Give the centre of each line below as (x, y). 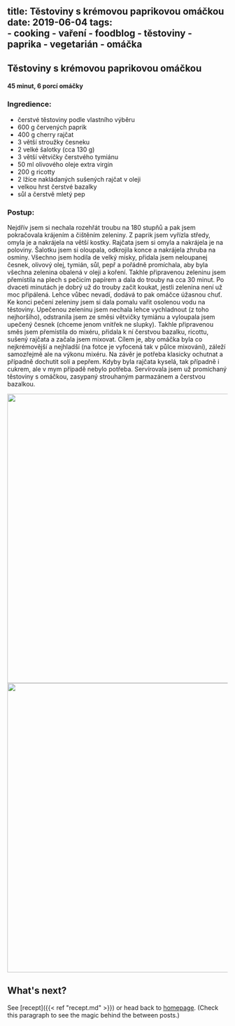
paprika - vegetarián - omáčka (75, 45)
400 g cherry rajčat (45, 134)
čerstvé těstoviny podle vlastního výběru (76, 119)
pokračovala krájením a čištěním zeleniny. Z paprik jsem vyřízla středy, (109, 235)
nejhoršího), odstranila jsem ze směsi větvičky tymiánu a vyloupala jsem (111, 317)
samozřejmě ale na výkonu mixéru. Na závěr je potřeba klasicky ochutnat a (115, 354)
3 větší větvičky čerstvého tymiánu (68, 156)
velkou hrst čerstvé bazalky (57, 187)
